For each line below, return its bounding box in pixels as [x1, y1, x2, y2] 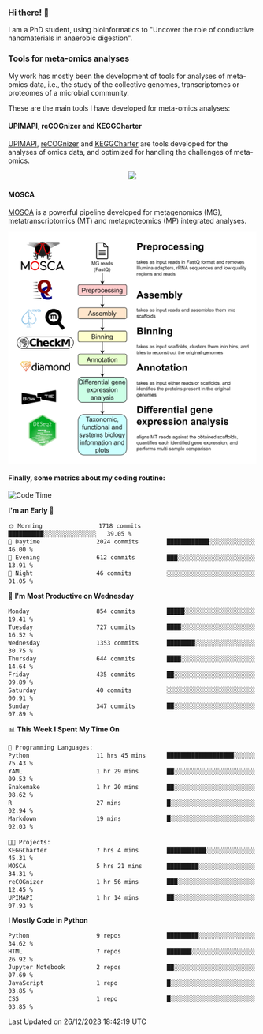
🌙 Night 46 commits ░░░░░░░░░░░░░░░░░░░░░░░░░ [8, 570, 256, 577]
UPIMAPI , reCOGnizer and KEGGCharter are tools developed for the [8, 138, 228, 149]
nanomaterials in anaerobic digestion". [8, 33, 133, 43]
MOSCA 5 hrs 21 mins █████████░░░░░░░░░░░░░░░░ [8, 863, 256, 870]
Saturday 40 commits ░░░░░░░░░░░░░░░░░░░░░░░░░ [8, 686, 256, 694]
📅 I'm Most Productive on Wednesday [8, 592, 134, 601]
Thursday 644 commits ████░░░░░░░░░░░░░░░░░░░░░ [8, 655, 256, 663]
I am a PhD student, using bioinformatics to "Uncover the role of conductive [8, 25, 254, 35]
